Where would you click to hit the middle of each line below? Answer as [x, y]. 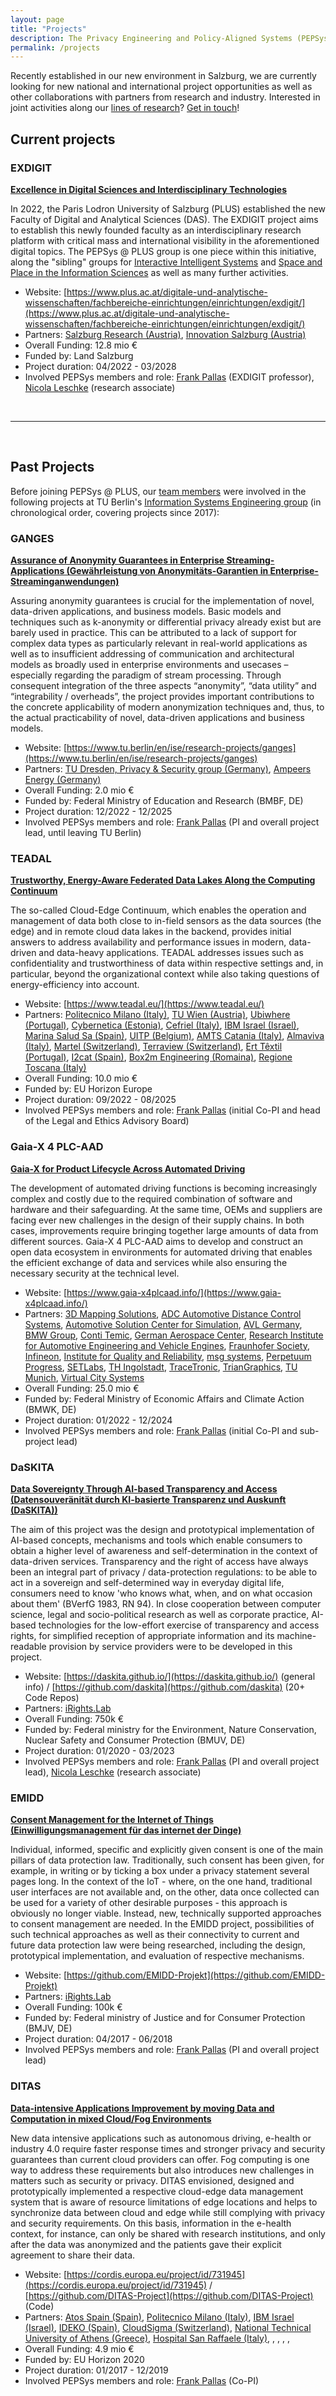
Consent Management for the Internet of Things [112, 1820]
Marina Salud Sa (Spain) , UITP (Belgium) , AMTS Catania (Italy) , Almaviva [174, 1036]
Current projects [63, 139]
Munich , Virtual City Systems [84, 1377]
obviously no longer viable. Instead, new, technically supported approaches [166, 1913]
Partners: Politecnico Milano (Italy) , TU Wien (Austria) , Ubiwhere [157, 1015]
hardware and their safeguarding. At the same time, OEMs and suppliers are [166, 1209]
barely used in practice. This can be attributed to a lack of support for [154, 633]
